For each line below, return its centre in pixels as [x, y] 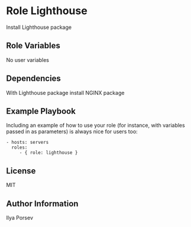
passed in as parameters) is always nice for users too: [72, 131]
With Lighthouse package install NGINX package [65, 93]
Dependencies [33, 79]
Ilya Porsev [20, 218]
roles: [20, 148]
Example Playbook [41, 111]
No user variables [27, 60]
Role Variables [33, 46]
